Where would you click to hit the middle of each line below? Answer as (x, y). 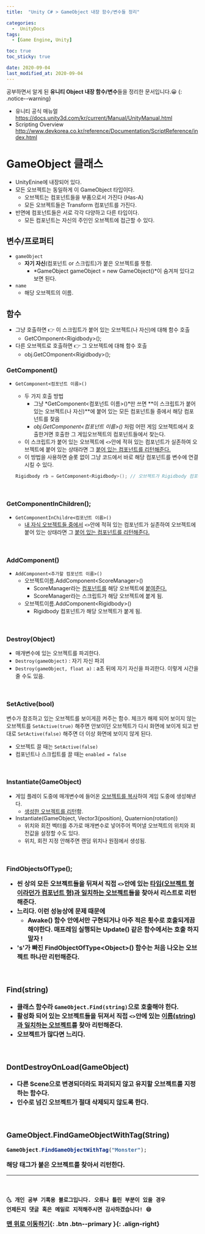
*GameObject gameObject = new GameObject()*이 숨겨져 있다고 (114, 271)
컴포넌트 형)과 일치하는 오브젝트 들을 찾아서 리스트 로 (112, 893)
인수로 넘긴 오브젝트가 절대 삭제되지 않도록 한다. (83, 1102)
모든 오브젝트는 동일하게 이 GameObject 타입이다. (75, 189)
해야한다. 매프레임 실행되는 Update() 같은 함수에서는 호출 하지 (113, 929)
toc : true (19, 51)
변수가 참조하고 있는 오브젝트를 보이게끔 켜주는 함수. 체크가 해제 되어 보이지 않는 (102, 718)
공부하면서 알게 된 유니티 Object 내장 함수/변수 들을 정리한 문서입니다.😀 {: (94, 92)
